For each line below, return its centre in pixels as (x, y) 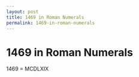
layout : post (22, 12)
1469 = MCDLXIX (28, 69)
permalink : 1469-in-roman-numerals (51, 23)
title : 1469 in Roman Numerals (45, 17)
